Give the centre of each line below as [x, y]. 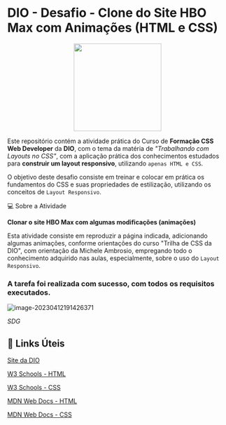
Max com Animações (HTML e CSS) [113, 28]
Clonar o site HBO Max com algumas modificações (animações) [102, 222]
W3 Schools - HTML [37, 374]
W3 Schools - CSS [34, 388]
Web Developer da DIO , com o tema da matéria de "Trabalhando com [108, 148]
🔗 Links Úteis [36, 343]
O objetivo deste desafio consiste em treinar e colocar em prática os [106, 177]
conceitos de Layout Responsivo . [54, 191]
